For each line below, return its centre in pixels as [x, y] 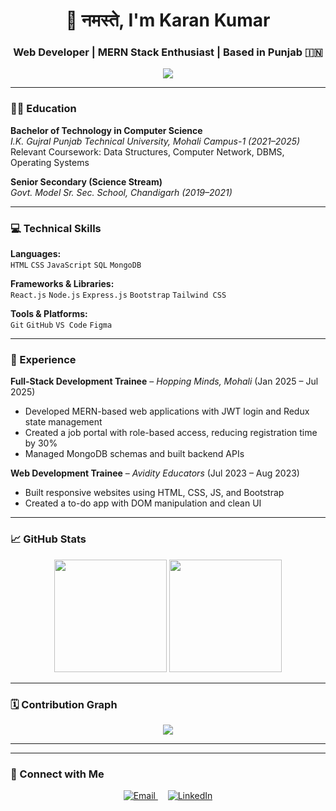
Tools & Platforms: [49, 314]
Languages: [36, 254]
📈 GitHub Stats [48, 539]
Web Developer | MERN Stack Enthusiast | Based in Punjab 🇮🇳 [168, 52]
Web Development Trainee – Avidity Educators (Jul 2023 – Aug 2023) [155, 473]
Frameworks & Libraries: [62, 284]
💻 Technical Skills [56, 228]
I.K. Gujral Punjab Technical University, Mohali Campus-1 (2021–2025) [155, 141]
